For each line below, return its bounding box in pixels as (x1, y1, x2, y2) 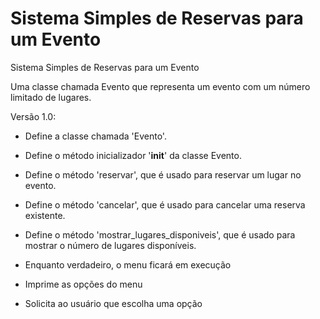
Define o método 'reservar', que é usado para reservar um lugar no (24, 168, 302, 181)
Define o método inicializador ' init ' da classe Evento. (24, 149, 242, 161)
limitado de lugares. (10, 91, 92, 103)
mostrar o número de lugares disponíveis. (24, 239, 197, 251)
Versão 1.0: (10, 110, 57, 122)
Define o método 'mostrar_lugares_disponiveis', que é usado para (24, 228, 296, 241)
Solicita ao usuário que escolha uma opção (24, 297, 203, 309)
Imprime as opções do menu (24, 278, 143, 290)
